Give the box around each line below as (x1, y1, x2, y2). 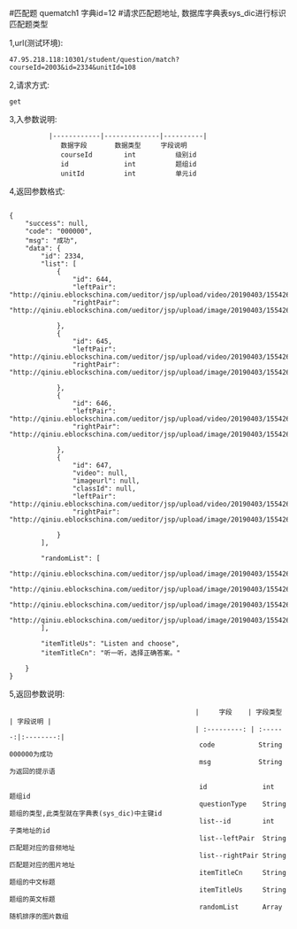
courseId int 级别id (60, 151, 197, 159)
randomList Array (198, 902, 283, 911)
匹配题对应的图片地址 (9, 861, 75, 870)
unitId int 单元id (60, 169, 197, 178)
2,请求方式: (9, 80, 50, 90)
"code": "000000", (25, 227, 93, 236)
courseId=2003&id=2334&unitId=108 (9, 63, 137, 72)
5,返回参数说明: (9, 689, 65, 699)
